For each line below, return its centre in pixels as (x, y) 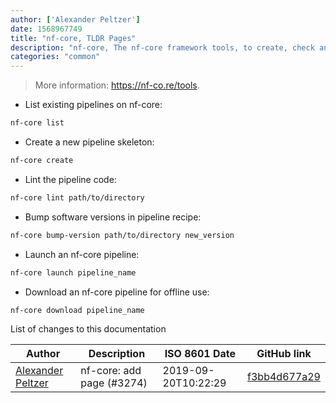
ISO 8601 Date (200, 354)
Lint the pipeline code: (70, 179)
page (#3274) (114, 383)
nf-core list (37, 123)
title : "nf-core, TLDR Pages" (73, 38)
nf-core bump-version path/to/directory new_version (122, 235)
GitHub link (284, 354)
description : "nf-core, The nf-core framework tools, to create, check (162, 47)
